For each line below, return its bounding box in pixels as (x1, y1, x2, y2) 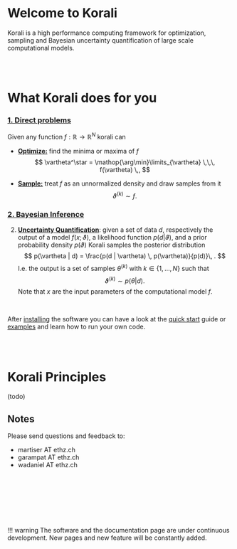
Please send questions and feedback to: (7, 432, 126, 440)
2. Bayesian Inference (7, 209, 84, 219)
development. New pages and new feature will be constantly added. (7, 533, 208, 542)
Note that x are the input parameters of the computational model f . (17, 287, 213, 296)
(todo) (7, 393, 26, 401)
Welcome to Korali (7, 5, 117, 21)
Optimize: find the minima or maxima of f (17, 147, 139, 156)
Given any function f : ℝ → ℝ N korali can (7, 132, 126, 142)
